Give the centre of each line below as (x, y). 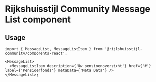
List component (38, 19)
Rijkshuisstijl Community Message (78, 9)
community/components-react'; (36, 53)
